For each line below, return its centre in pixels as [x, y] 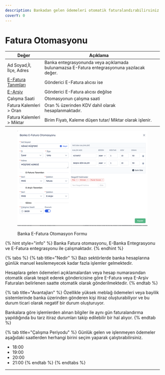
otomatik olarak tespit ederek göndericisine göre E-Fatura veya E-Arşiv [77, 278]
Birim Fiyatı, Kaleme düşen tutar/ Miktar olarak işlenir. [98, 120]
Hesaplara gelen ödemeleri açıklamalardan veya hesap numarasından [75, 273]
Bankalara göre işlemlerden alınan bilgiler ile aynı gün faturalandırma [74, 312]
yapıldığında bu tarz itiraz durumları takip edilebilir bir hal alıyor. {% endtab [80, 318]
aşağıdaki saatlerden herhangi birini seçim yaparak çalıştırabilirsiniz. [74, 338]
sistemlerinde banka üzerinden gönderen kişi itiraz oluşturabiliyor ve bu [77, 298]
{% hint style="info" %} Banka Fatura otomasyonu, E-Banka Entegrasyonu [80, 243]
